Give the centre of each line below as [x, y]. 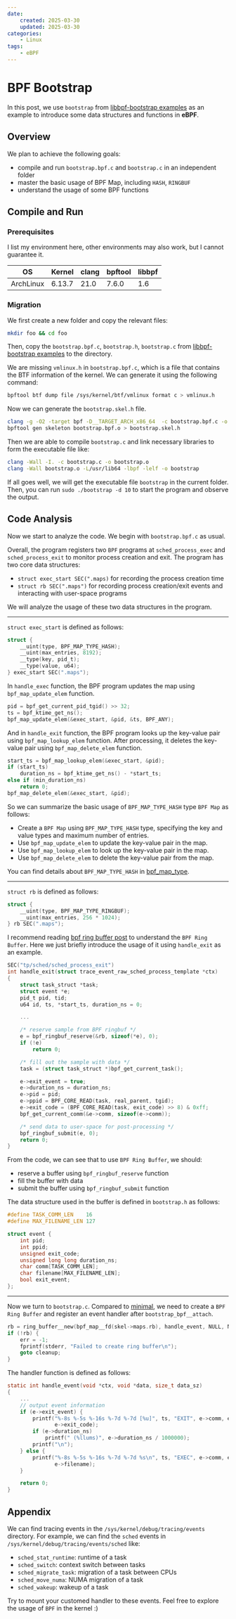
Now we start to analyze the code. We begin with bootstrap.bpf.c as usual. [117, 536]
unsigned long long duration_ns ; [69, 1260]
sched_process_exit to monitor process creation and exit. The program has [115, 557]
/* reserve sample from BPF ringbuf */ [78, 1030]
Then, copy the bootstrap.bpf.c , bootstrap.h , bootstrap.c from [99, 347]
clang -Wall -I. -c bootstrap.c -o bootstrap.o [78, 462]
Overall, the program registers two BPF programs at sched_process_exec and [116, 550]
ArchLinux [27, 284]
